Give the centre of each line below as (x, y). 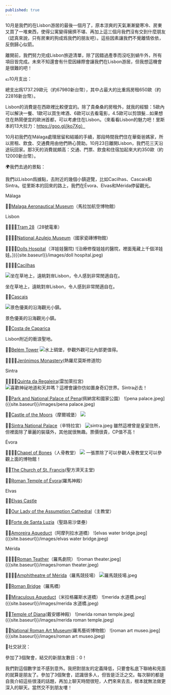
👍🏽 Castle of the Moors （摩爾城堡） (42, 415)
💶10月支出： (19, 79)
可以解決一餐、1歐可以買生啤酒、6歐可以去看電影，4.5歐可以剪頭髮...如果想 (84, 113)
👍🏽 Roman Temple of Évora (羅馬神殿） (45, 480)
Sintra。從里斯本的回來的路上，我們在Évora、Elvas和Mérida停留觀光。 (79, 185)
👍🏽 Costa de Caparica (28, 328)
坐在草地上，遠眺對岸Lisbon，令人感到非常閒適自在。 (61, 287)
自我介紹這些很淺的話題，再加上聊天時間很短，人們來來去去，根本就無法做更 (85, 681)
